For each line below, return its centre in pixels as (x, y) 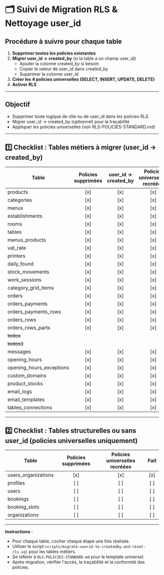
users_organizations (31, 475)
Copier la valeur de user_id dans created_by (64, 69)
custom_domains (27, 375)
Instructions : (19, 532)
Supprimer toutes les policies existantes (54, 53)
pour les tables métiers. (52, 552)
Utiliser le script (28, 547)
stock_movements (29, 272)
